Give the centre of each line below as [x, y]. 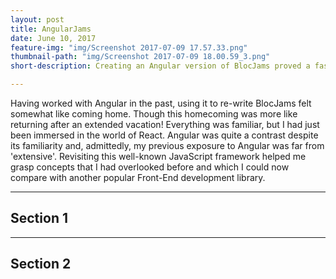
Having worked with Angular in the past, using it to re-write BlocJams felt [161, 103]
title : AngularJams [51, 29]
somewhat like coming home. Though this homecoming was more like [154, 114]
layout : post [37, 19]
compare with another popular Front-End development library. [138, 177]
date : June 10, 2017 [53, 38]
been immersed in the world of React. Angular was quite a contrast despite [164, 135]
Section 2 [41, 264]
